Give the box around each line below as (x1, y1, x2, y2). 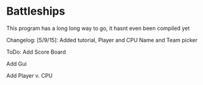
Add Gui (6, 60, 27, 67)
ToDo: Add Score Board (6, 48, 66, 56)
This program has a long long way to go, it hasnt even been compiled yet (6, 24, 190, 32)
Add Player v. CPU (6, 72, 53, 79)
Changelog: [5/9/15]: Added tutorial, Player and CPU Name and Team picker (6, 36, 197, 43)
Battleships (6, 4, 65, 18)
